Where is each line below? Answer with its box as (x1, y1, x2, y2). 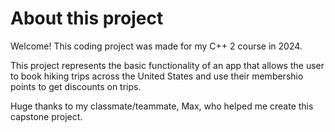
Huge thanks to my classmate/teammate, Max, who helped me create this (10, 100, 314, 112)
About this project (10, 7, 164, 30)
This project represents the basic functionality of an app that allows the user (10, 59, 325, 71)
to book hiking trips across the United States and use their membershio (10, 70, 304, 82)
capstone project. (10, 110, 83, 122)
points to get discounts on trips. (10, 80, 142, 92)
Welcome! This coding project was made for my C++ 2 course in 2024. (10, 40, 303, 52)
